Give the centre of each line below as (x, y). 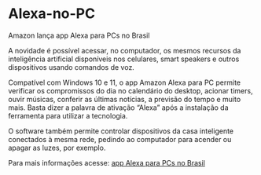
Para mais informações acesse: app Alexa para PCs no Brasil (107, 162)
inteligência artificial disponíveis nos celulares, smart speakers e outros (124, 59)
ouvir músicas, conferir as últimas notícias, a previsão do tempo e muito (125, 99)
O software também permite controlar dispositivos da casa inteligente (121, 131)
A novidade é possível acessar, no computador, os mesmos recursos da (125, 50)
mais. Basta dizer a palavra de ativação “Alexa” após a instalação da (119, 108)
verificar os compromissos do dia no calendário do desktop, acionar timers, (130, 90)
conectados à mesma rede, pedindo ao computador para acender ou (120, 139)
